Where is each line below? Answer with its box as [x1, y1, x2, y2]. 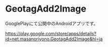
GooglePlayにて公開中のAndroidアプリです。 [5, 20, 98, 26]
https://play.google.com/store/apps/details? [5, 30, 97, 36]
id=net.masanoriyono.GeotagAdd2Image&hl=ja [5, 36, 103, 42]
